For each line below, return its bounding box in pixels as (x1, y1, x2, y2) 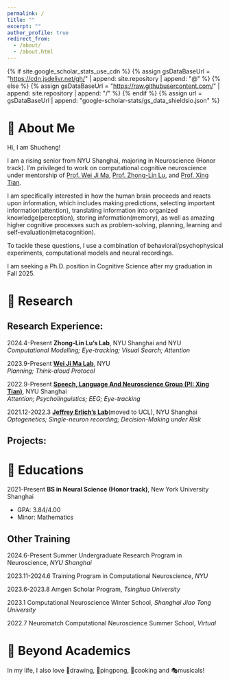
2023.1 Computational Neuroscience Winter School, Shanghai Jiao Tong (7, 598, 211, 606)
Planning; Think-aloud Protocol (7, 367, 95, 375)
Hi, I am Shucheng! (7, 143, 61, 151)
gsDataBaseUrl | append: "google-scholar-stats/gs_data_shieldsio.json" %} (7, 96, 221, 104)
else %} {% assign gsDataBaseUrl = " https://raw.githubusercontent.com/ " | (7, 82, 220, 90)
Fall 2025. (7, 269, 36, 277)
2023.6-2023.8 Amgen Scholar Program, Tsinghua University (7, 585, 180, 593)
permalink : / (7, 10, 45, 17)
